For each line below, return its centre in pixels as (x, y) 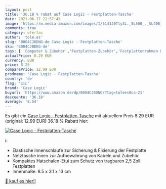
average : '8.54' (22, 102)
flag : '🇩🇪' (17, 83)
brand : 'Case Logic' (26, 88)
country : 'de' (20, 79)
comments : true (21, 28)
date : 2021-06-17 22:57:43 (33, 19)
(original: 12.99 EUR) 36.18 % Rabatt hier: (47, 121)
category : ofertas (24, 33)
